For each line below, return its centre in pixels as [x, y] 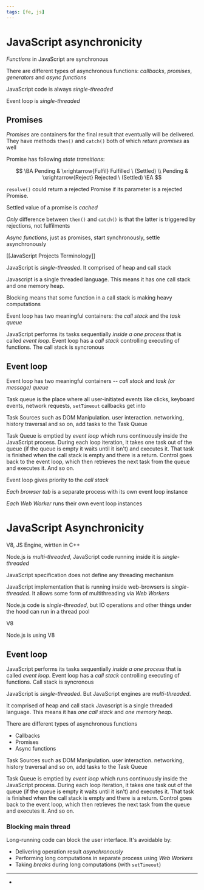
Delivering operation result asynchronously [69, 852]
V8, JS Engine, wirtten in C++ [43, 545]
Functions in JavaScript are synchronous [57, 59]
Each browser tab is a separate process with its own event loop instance [97, 492]
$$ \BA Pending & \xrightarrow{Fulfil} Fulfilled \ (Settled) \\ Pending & [102, 171]
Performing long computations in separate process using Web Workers [104, 858]
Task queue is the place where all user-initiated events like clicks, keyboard [101, 399]
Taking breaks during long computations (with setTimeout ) [88, 864]
